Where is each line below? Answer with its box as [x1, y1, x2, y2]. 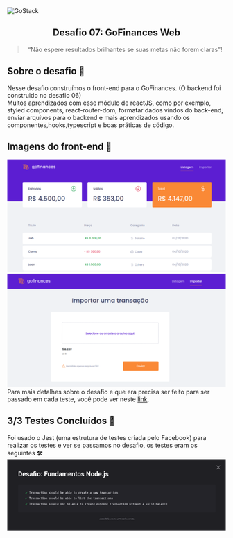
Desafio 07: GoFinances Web [52, 27, 181, 39]
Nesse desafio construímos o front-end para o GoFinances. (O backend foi [7, 83, 221, 92]
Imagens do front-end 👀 [7, 141, 112, 153]
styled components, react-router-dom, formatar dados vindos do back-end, [7, 106, 224, 114]
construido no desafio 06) [7, 91, 82, 99]
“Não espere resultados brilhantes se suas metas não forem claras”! [27, 45, 223, 53]
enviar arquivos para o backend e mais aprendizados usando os [7, 113, 191, 121]
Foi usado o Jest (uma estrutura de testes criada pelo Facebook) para [7, 433, 207, 442]
